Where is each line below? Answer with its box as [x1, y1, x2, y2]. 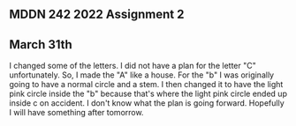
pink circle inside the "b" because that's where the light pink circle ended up [9, 88, 287, 100]
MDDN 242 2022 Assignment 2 [9, 7, 185, 22]
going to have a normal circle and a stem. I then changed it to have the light [9, 79, 284, 90]
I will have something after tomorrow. [9, 107, 144, 118]
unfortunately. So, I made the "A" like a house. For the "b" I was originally [9, 70, 275, 80]
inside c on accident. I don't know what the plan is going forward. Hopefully [9, 98, 285, 108]
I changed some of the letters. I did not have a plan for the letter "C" [9, 61, 256, 71]
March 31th [9, 37, 72, 52]
